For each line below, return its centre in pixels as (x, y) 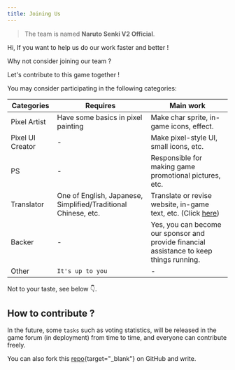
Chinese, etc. (78, 213)
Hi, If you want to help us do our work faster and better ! (88, 47)
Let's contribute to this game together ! (64, 74)
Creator (23, 146)
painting (70, 126)
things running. (176, 259)
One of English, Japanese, (100, 195)
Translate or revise (181, 195)
